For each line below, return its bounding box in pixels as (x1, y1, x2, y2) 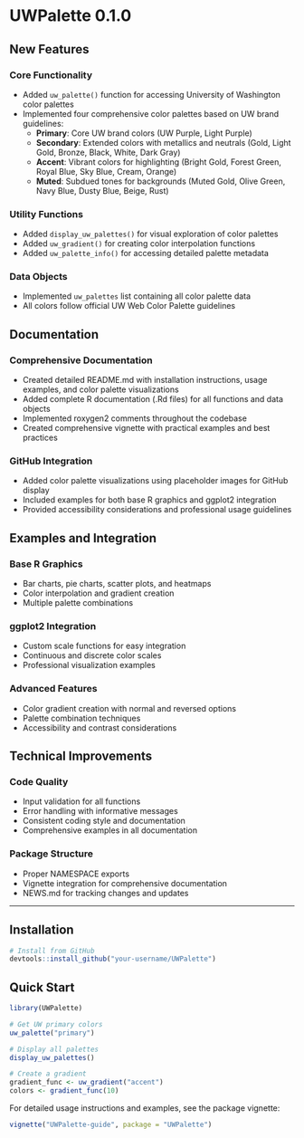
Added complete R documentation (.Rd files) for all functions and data (22, 394, 283, 405)
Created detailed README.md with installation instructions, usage (22, 375, 268, 386)
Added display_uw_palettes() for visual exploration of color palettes (22, 228, 279, 240)
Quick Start (9, 980, 75, 995)
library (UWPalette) (9, 1004, 83, 1013)
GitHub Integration (9, 454, 93, 467)
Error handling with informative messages (22, 806, 178, 817)
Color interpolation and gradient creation (22, 588, 175, 598)
